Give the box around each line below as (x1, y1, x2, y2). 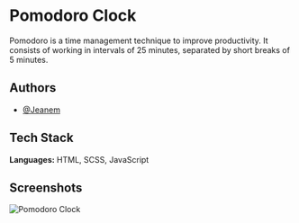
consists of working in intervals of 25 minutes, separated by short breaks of (9, 44, 291, 55)
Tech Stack (9, 130, 74, 146)
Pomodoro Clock (9, 5, 137, 26)
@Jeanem (22, 104, 61, 115)
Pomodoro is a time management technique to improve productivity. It (9, 35, 268, 46)
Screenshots (9, 180, 83, 195)
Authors (9, 80, 57, 95)
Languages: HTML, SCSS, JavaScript (9, 154, 149, 165)
